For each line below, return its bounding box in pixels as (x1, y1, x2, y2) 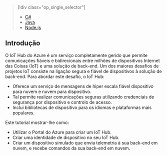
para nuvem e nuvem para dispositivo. (12, 88, 91, 94)
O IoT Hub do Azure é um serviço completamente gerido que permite (5, 52, 148, 58)
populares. (12, 109, 35, 115)
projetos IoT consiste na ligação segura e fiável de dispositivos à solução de (5, 68, 162, 74)
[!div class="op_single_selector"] (17, 4, 86, 10)
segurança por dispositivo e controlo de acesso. (12, 99, 112, 105)
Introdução (5, 39, 40, 47)
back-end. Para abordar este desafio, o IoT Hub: (5, 73, 105, 79)
